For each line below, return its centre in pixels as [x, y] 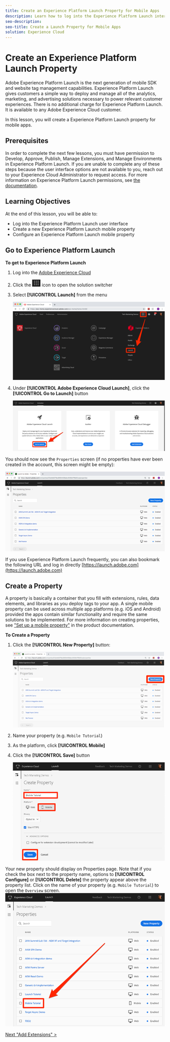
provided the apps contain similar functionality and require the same [76, 614]
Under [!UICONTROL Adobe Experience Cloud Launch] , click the [81, 388]
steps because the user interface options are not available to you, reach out [84, 169]
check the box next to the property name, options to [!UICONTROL [75, 874]
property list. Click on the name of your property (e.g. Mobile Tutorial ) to [82, 885]
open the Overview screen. [33, 890]
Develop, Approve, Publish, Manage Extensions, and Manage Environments [84, 158]
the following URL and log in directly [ [44, 565]
